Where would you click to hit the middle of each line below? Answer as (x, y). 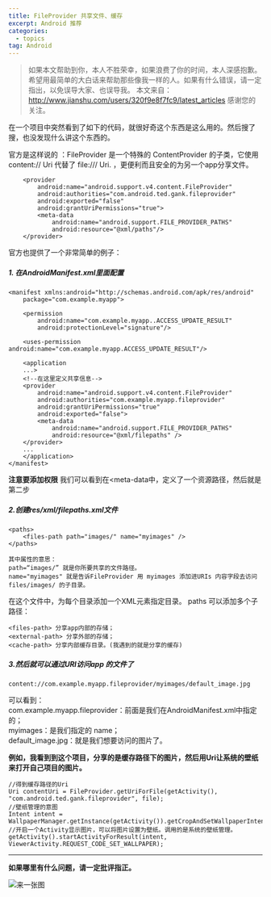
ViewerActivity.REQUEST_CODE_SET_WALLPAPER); (86, 845)
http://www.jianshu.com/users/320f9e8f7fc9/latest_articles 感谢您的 (142, 100)
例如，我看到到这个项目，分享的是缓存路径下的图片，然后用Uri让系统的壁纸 (133, 758)
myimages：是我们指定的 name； (64, 731)
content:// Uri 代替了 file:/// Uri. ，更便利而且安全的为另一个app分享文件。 (131, 165)
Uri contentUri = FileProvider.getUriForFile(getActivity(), (113, 792)
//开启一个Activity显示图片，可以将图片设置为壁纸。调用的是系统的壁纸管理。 (123, 830)
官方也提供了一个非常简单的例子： (65, 253)
